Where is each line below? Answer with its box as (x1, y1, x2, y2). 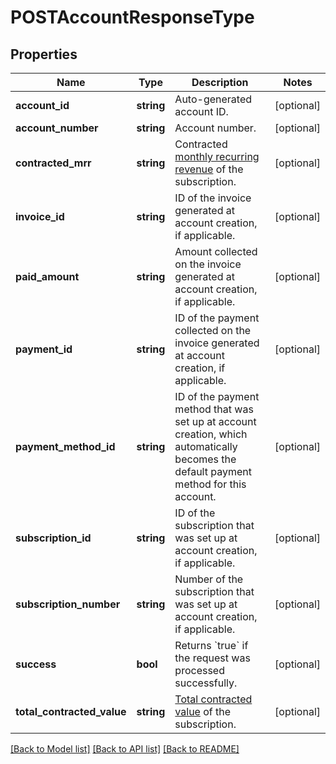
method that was (174, 402, 254, 416)
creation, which (174, 427, 248, 441)
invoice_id (15, 210, 65, 223)
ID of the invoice (174, 191, 252, 205)
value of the (174, 705, 232, 718)
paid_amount (15, 270, 80, 283)
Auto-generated (174, 92, 253, 106)
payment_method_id (15, 440, 116, 453)
